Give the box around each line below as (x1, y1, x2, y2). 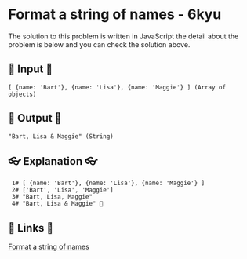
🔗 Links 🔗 (8, 221, 54, 235)
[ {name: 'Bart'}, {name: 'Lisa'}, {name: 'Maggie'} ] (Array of (8, 83, 226, 91)
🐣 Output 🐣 (8, 111, 62, 125)
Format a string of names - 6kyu (8, 5, 222, 24)
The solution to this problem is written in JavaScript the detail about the (8, 31, 239, 41)
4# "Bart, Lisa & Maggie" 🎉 (11, 200, 104, 208)
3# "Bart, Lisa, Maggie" (11, 193, 93, 201)
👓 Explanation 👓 (8, 155, 98, 168)
